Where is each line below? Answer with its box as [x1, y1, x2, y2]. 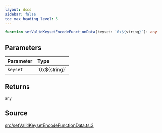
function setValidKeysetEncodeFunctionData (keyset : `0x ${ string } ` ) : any [5, 30, 157, 35]
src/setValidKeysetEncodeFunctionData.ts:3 [5, 122, 94, 128]
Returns [5, 83, 30, 91]
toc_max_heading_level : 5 [5, 16, 58, 21]
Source [5, 109, 28, 118]
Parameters [5, 43, 42, 52]
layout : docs [5, 7, 32, 12]
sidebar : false [5, 12, 36, 17]
